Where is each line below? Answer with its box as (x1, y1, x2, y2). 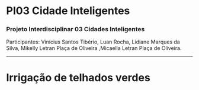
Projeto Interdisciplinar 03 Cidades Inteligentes (6, 25, 145, 34)
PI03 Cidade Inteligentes (6, 4, 130, 18)
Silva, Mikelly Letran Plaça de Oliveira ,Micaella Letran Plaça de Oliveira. (6, 45, 182, 52)
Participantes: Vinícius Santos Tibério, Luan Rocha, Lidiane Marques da (6, 38, 181, 45)
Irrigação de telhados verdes (6, 71, 151, 84)
